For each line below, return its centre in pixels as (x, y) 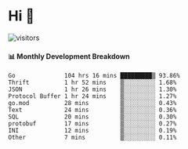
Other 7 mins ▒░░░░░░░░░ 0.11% (92, 138)
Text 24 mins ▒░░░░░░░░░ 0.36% (92, 110)
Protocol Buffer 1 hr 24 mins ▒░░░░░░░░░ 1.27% (92, 96)
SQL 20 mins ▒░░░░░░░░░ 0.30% (92, 117)
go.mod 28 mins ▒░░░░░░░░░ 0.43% (92, 104)
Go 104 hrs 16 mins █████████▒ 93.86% (94, 76)
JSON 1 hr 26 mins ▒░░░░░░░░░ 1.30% (92, 89)
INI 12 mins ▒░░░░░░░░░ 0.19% (92, 131)
